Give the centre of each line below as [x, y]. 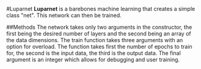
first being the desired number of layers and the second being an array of [99, 34]
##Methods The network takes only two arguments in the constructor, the [99, 27]
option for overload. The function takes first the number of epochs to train [99, 46]
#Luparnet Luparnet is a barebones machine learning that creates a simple [101, 9]
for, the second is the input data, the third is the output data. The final [94, 53]
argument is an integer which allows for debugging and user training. [93, 60]
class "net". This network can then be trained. [64, 15]
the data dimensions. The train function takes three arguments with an [95, 40]
